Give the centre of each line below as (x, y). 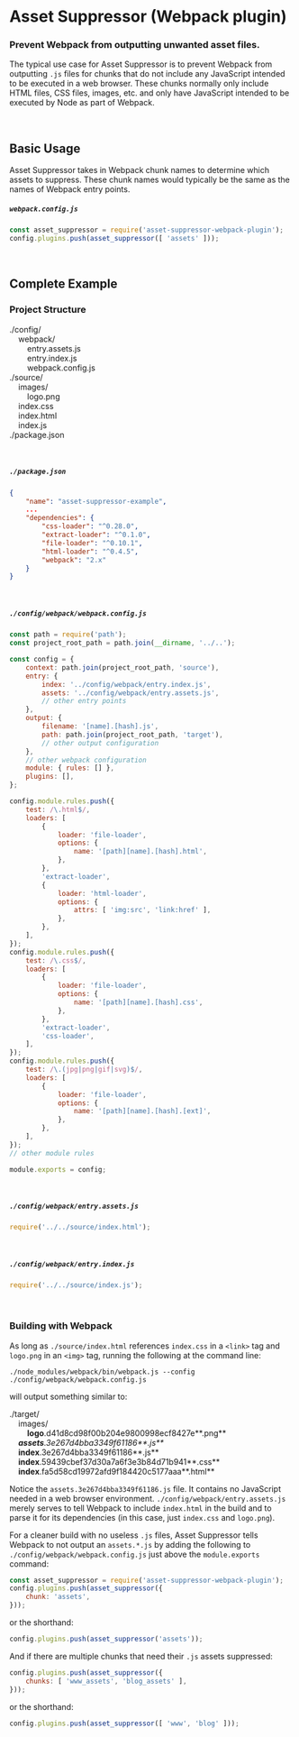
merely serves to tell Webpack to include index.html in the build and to (140, 1508)
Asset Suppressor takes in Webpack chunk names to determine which (140, 170)
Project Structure (48, 310)
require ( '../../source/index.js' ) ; (76, 1285)
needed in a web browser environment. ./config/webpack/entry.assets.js (148, 1498)
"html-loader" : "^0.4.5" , (91, 552)
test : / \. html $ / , (58, 809)
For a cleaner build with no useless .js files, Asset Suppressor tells (134, 1535)
